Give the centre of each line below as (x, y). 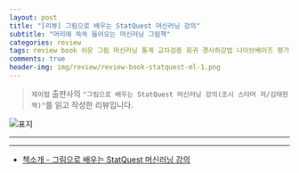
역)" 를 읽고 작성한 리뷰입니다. (82, 104)
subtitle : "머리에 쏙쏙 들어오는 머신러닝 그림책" (90, 34)
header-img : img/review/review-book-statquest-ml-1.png (115, 68)
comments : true (37, 59)
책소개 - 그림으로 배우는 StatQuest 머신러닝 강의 (106, 159)
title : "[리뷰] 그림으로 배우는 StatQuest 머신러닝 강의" (105, 26)
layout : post (33, 17)
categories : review (45, 42)
